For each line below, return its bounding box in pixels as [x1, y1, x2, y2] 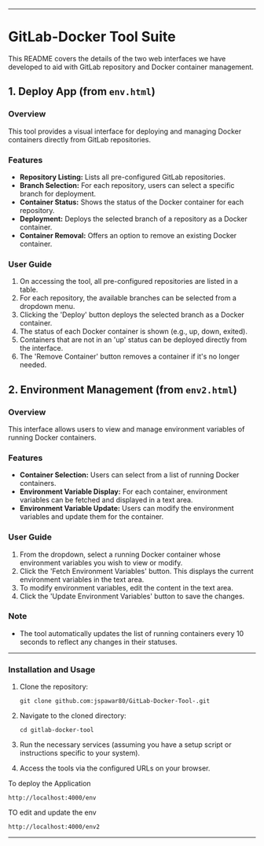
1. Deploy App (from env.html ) [8, 85, 156, 98]
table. [19, 285, 38, 295]
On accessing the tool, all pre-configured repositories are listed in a [19, 277, 238, 286]
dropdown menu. [19, 302, 75, 311]
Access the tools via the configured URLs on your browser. [19, 763, 211, 773]
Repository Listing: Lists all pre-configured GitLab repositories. [19, 172, 226, 182]
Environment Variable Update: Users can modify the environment [19, 504, 234, 513]
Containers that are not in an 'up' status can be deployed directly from [19, 335, 247, 344]
